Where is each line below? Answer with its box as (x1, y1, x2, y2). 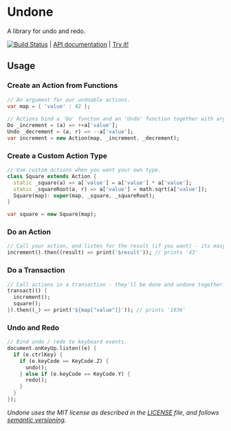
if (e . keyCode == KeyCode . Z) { (19, 357, 109, 364)
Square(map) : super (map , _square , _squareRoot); (13, 192, 155, 199)
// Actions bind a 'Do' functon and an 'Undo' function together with (7, 115, 214, 122)
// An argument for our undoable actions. (7, 96, 131, 103)
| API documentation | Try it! (49, 40, 129, 48)
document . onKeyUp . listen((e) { (7, 345, 97, 352)
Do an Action (7, 228, 52, 237)
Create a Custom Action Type (7, 151, 108, 160)
